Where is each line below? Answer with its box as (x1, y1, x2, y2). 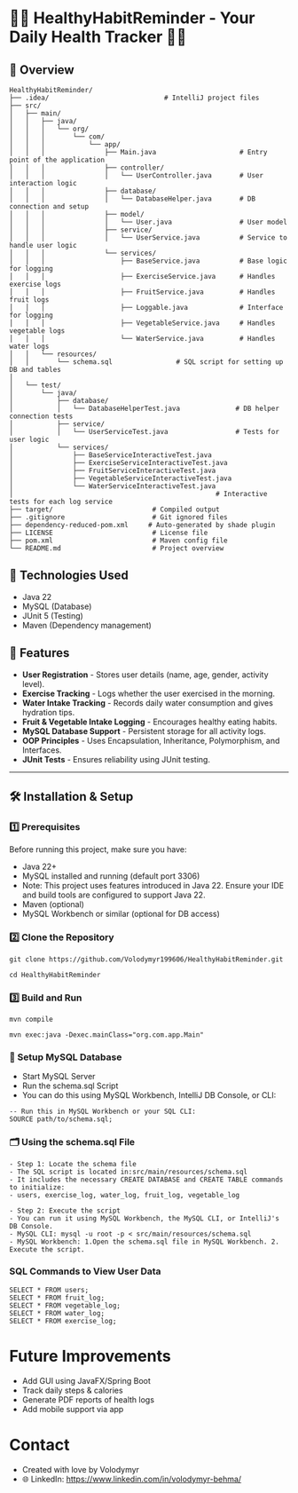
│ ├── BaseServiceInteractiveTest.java (9, 451, 213, 460)
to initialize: (9, 1182, 66, 1192)
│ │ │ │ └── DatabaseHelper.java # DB (9, 194, 255, 203)
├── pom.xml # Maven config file (9, 536, 228, 545)
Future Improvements (9, 1346, 171, 1366)
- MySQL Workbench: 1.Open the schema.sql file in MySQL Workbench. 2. (9, 1237, 279, 1246)
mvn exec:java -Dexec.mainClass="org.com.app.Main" (9, 1030, 204, 1039)
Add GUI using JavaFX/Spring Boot (21, 1375, 151, 1386)
